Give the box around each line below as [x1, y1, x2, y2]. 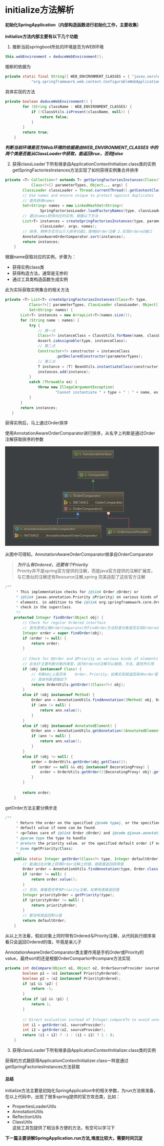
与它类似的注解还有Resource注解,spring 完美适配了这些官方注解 [17, 574, 145, 580]
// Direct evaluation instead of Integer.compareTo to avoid [22, 1017, 150, 1022]
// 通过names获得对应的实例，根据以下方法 [22, 213, 99, 219]
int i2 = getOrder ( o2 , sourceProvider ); [22, 1027, 106, 1033]
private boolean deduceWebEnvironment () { [5, 99, 93, 104]
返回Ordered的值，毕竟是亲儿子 [18, 938, 82, 945]
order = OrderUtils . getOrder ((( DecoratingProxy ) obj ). [40, 770, 154, 774]
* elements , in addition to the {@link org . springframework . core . [16, 600, 154, 604]
